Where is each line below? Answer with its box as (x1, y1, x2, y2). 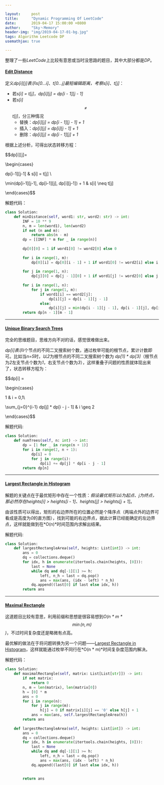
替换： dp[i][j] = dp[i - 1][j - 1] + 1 (19, 119, 84, 125)
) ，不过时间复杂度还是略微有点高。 (5, 630, 76, 636)
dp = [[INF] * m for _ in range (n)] (22, 237, 97, 242)
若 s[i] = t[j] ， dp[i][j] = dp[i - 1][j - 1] (12, 91, 83, 97)
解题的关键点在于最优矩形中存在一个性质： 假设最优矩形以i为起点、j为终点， (5, 492, 157, 498)
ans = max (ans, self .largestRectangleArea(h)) (31, 712, 128, 717)
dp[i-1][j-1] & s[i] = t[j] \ (5, 171, 52, 177)
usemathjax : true (5, 39, 41, 44)
